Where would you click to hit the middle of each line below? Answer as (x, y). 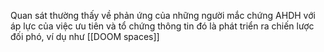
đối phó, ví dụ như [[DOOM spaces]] (85, 36)
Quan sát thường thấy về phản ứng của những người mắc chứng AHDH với (163, 15)
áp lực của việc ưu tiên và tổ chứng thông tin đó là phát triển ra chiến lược (162, 26)
